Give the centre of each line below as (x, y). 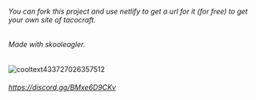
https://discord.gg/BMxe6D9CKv (62, 87)
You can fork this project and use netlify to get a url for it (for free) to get (128, 11)
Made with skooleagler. (47, 45)
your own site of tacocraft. (52, 19)
